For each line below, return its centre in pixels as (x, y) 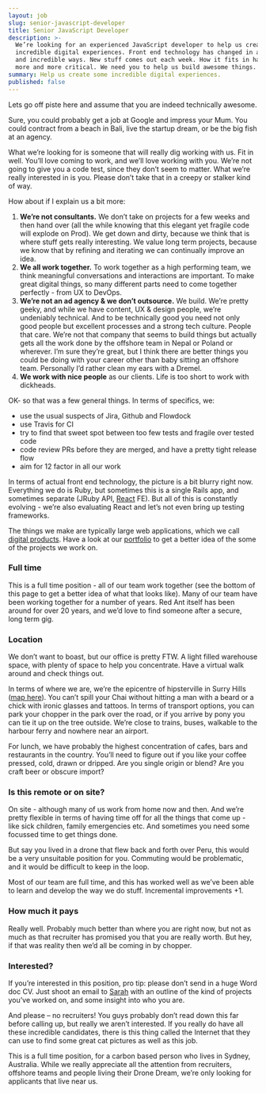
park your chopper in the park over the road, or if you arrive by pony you (127, 714)
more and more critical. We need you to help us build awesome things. (136, 67)
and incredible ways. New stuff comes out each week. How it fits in (132, 60)
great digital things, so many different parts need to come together (128, 284)
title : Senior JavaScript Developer (68, 30)
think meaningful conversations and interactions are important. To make (137, 275)
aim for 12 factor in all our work (70, 466)
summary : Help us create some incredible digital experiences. (115, 75)
